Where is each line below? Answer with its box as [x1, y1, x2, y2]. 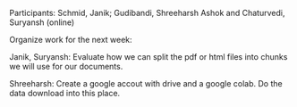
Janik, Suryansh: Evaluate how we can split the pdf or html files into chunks [9, 52, 288, 62]
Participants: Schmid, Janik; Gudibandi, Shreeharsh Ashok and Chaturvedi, [9, 8, 285, 18]
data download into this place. [9, 88, 121, 98]
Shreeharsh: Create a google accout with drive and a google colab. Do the [9, 78, 284, 88]
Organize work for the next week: [9, 35, 132, 45]
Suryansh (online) [9, 17, 75, 28]
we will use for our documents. [9, 62, 123, 71]
